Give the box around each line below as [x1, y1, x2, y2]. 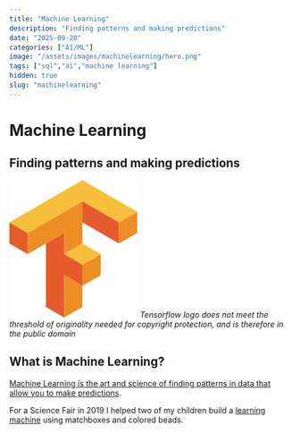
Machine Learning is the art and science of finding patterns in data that [9, 378, 271, 388]
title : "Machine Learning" [9, 14, 110, 23]
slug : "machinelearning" [9, 81, 102, 89]
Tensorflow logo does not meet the [139, 309, 269, 319]
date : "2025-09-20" [9, 33, 82, 42]
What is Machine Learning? [9, 354, 165, 370]
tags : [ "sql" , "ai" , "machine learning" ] [9, 62, 158, 71]
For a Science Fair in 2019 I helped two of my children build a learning [9, 404, 266, 415]
